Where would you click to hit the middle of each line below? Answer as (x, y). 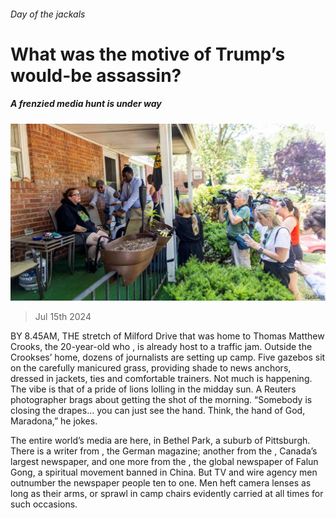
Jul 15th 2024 (63, 317)
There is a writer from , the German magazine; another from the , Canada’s (164, 451)
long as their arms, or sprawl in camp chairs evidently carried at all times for (167, 494)
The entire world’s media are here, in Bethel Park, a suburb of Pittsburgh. (160, 441)
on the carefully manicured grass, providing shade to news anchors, (151, 368)
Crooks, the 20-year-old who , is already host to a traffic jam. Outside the (161, 347)
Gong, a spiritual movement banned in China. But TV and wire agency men (164, 472)
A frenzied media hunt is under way (86, 104)
